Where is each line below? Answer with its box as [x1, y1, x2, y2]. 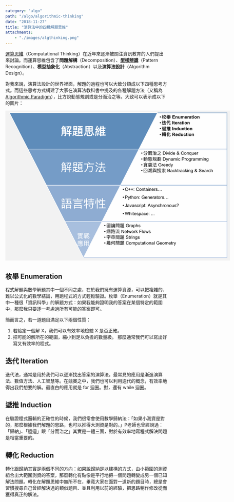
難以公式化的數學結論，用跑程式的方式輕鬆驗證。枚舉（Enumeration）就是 [5, 293, 163, 299]
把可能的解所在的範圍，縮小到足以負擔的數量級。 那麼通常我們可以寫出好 [12, 334, 167, 340]
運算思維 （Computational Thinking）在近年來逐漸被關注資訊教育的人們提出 [5, 51, 164, 56]
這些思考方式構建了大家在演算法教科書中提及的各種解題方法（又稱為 [18, 87, 163, 93]
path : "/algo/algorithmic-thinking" [5, 13, 84, 19]
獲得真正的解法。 [5, 491, 42, 497]
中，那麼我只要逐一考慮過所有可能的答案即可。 [5, 306, 104, 312]
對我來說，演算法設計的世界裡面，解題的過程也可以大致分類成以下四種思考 [5, 81, 163, 87]
